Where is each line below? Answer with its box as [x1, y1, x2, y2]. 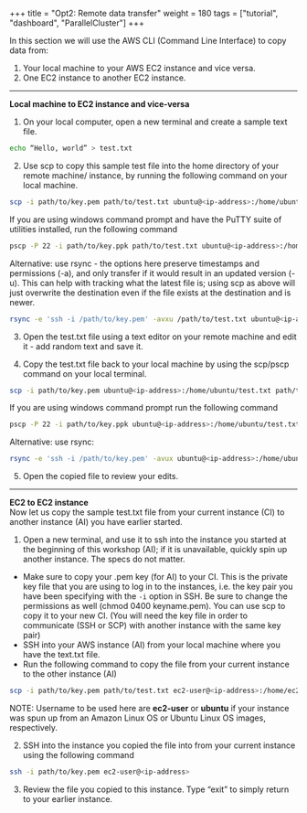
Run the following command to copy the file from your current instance [22, 658, 290, 670]
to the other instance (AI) [22, 669, 117, 679]
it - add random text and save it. [22, 340, 143, 351]
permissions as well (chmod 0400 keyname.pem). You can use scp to [22, 601, 286, 612]
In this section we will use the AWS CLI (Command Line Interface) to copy [9, 36, 287, 46]
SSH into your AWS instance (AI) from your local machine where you [22, 639, 281, 650]
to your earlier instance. [22, 793, 112, 804]
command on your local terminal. [22, 368, 147, 379]
